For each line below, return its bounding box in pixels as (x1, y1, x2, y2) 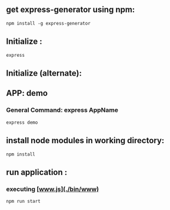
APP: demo (6, 88, 48, 98)
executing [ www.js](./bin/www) (6, 185, 99, 193)
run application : (6, 167, 68, 177)
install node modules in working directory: (6, 135, 165, 146)
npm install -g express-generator (6, 20, 91, 26)
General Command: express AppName (6, 106, 119, 114)
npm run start (6, 198, 41, 205)
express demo (6, 119, 38, 125)
